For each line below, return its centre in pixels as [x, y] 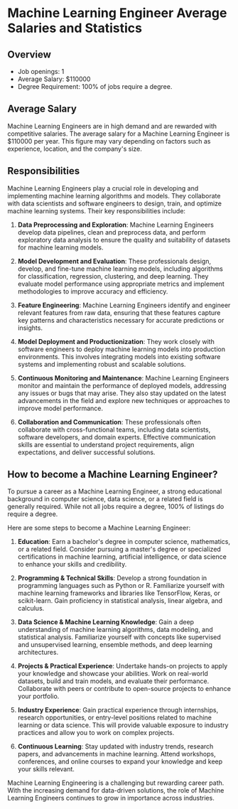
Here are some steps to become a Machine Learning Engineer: [99, 528]
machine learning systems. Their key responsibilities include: [97, 210]
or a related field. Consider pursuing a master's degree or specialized [119, 550]
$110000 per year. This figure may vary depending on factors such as [109, 141]
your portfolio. [38, 696]
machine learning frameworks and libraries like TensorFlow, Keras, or [119, 593]
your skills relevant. [46, 769]
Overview [29, 54]
